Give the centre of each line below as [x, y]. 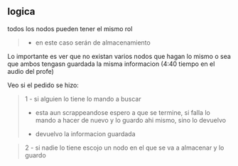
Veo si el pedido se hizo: [43, 85]
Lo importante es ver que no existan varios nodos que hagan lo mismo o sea [119, 56]
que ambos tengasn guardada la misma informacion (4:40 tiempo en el [111, 64]
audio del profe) [31, 71]
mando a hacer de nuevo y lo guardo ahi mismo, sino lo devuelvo [130, 120]
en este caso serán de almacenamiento [93, 43]
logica [21, 12]
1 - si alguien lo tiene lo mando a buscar [83, 99]
